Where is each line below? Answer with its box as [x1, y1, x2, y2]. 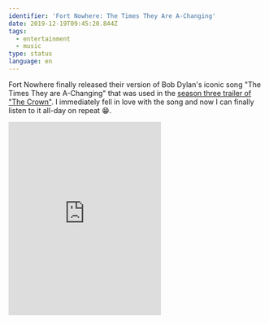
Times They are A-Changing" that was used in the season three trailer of [8, 88, 252, 98]
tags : [8, 27, 27, 35]
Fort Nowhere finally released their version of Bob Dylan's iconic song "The [8, 79, 262, 89]
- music [15, 42, 42, 50]
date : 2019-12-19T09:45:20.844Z [8, 20, 118, 28]
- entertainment [15, 34, 71, 43]
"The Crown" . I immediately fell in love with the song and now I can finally [8, 97, 254, 107]
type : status [8, 50, 53, 58]
